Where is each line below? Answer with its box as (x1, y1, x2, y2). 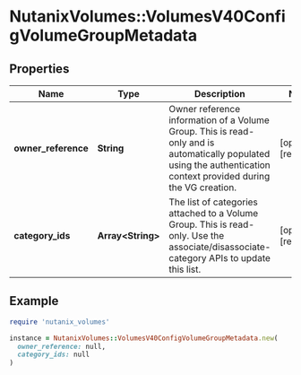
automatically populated (168, 148, 271, 160)
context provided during (168, 170, 271, 182)
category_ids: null (17, 350, 90, 360)
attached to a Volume (168, 207, 258, 219)
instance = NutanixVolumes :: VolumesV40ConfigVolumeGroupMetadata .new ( (9, 334, 279, 343)
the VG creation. (168, 181, 237, 194)
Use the (191, 230, 225, 241)
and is (188, 136, 215, 149)
